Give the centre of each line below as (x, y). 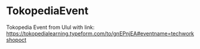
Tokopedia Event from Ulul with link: (50, 27)
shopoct (16, 40)
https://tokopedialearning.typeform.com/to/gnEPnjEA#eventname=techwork (100, 33)
